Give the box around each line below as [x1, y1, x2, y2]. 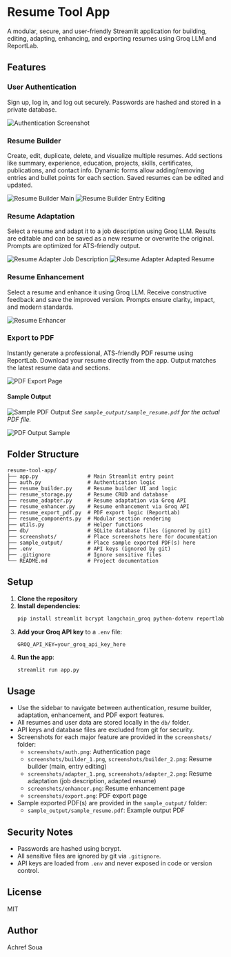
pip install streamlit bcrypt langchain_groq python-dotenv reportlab [17, 615, 225, 622]
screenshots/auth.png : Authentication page [27, 747, 150, 756]
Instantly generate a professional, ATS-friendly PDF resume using [7, 349, 194, 357]
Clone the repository [17, 594, 78, 603]
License [7, 887, 42, 898]
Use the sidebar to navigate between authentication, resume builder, [17, 704, 212, 712]
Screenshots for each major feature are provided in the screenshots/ [17, 733, 212, 741]
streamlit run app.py [17, 666, 79, 673]
